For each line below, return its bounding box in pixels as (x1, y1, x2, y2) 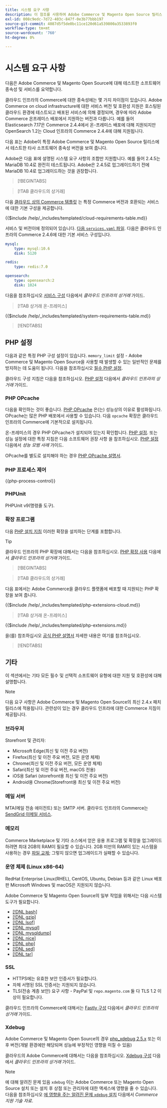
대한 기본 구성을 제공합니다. (10, 205, 64, 211)
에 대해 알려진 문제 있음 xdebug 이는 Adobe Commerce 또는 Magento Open (5, 1079, 154, 1085)
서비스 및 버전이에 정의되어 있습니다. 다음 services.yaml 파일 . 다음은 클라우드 (5, 225, 157, 231)
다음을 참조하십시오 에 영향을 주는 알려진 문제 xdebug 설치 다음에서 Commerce (5, 1092, 158, 1098)
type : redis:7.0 (14, 264, 48, 269)
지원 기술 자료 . (5, 1098, 33, 1104)
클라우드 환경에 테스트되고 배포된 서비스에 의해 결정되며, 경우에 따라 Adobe (5, 109, 152, 115)
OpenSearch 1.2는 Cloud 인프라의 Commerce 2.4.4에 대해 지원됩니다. (5, 128, 145, 134)
